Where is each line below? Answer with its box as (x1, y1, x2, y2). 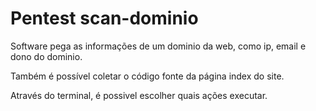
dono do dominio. (10, 50, 83, 62)
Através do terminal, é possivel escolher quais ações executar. (10, 89, 268, 101)
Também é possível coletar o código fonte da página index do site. (10, 70, 285, 82)
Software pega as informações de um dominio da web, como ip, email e (10, 40, 307, 52)
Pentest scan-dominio (10, 7, 199, 30)
